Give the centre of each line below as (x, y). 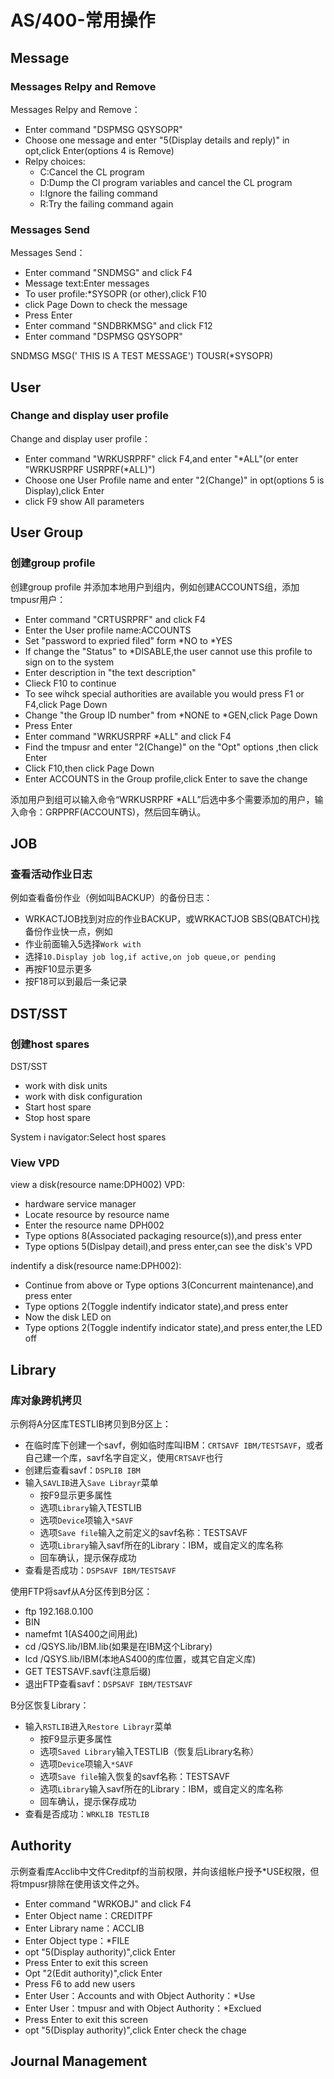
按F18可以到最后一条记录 (76, 982)
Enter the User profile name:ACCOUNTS (108, 630)
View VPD (35, 1163)
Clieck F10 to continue (70, 683)
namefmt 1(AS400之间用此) (81, 1633)
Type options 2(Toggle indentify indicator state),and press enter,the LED (173, 1328)
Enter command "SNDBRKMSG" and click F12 (118, 326)
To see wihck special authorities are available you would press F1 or (164, 693)
